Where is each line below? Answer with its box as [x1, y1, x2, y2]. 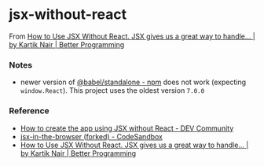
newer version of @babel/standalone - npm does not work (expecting [20, 77, 247, 87]
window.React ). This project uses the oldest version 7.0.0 [20, 86, 205, 95]
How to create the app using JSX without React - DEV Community [20, 124, 234, 133]
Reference [9, 105, 49, 116]
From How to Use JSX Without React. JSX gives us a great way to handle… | [9, 31, 256, 41]
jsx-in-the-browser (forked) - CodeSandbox [20, 131, 163, 141]
